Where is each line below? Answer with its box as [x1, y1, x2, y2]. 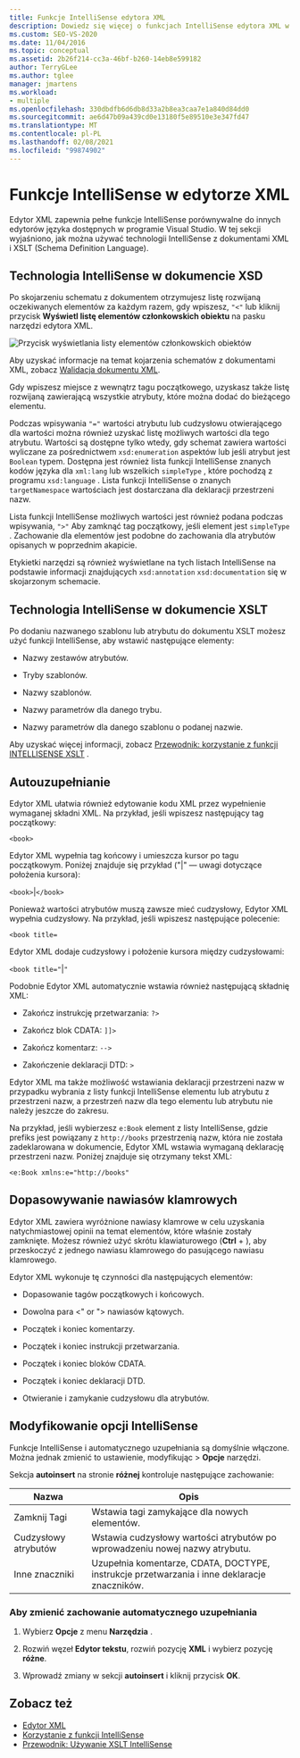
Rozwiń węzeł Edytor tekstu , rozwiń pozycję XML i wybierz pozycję [21, 1643, 273, 1653]
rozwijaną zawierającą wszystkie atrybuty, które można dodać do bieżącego [9, 391, 291, 402]
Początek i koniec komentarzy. [21, 1323, 136, 1334]
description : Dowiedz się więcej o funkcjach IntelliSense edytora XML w [9, 21, 290, 30]
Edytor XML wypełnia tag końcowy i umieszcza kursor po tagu [9, 850, 239, 860]
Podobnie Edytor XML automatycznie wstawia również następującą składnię [9, 981, 290, 992]
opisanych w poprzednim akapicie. [9, 540, 137, 550]
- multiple [9, 96, 50, 105]
